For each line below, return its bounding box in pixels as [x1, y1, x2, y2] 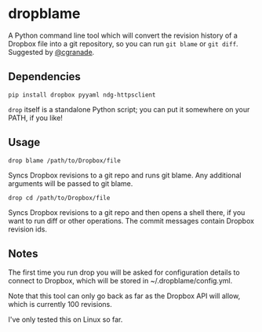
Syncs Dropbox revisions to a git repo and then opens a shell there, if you [8, 207, 246, 217]
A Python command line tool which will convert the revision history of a [8, 31, 238, 40]
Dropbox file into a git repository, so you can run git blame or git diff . [8, 38, 238, 48]
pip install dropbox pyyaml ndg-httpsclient [8, 91, 156, 99]
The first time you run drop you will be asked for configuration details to [8, 268, 241, 277]
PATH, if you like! [8, 113, 63, 122]
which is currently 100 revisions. [8, 300, 112, 309]
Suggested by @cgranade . [8, 47, 95, 57]
